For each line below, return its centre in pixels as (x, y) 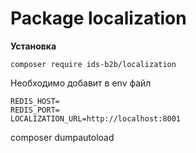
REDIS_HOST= (35, 101)
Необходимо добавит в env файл (81, 83)
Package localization (98, 18)
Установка (33, 46)
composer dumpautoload (62, 137)
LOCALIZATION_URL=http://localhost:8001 (96, 118)
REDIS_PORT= (35, 110)
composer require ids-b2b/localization (93, 64)
